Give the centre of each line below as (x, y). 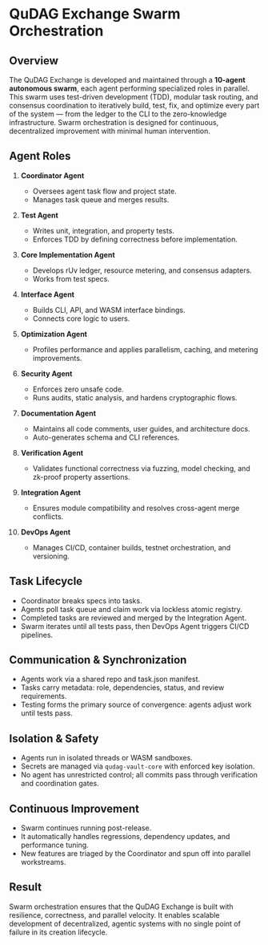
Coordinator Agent (52, 175)
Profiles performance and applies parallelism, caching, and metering (145, 349)
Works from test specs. (71, 278)
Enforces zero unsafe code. (78, 389)
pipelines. (37, 635)
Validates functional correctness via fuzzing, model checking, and (141, 468)
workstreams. (43, 862)
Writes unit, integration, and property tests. (104, 230)
